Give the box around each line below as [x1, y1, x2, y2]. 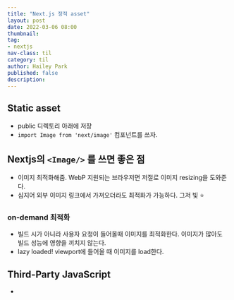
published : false [7, 69, 58, 76]
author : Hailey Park [7, 63, 68, 70]
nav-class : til [7, 50, 52, 57]
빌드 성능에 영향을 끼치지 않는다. [17, 239, 106, 247]
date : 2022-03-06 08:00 [7, 23, 78, 30]
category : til [7, 56, 49, 64]
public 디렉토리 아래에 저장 [17, 121, 92, 131]
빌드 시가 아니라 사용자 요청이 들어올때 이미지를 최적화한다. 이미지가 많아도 [17, 230, 223, 239]
